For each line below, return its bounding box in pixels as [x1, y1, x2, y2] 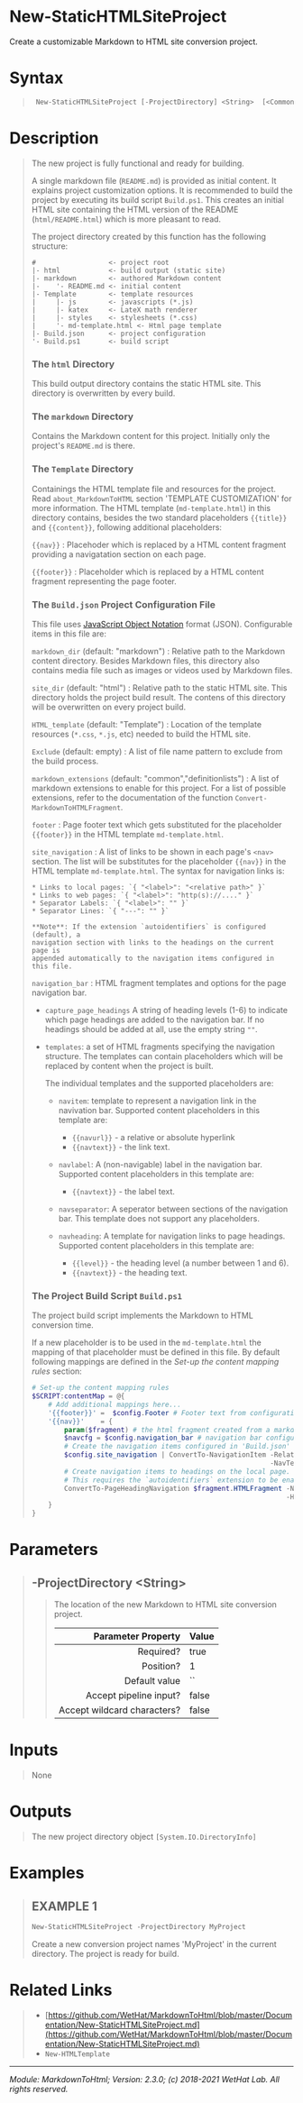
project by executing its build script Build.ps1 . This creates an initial [31, 194, 284, 205]
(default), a [31, 930, 81, 939]
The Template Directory [31, 462, 133, 475]
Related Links [9, 1980, 113, 2000]
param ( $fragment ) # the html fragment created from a [64, 1425, 271, 1434]
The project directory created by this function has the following [31, 231, 267, 242]
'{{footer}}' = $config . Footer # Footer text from [48, 1408, 246, 1417]
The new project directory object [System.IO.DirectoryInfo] [31, 1832, 257, 1842]
